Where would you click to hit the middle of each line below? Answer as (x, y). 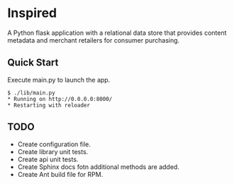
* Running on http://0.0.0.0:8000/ (60, 99)
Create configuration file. (54, 144)
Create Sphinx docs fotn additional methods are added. (98, 167)
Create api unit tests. (48, 159)
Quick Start (33, 63)
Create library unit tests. (53, 151)
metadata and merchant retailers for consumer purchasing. (94, 40)
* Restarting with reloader (49, 105)
